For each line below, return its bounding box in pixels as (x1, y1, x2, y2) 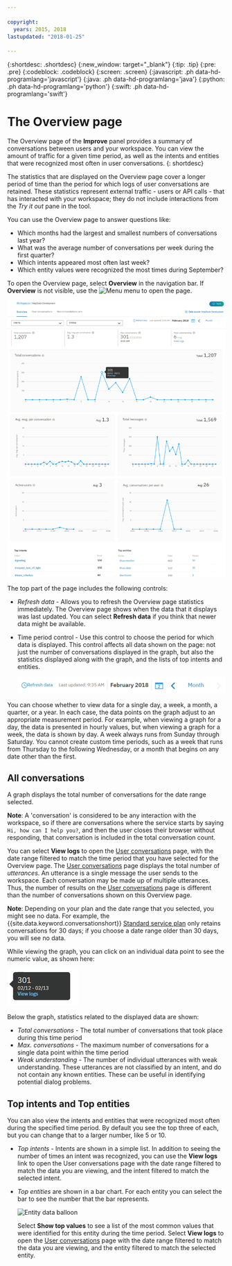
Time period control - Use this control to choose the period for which (17, 633, 215, 641)
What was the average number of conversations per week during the (17, 243, 214, 252)
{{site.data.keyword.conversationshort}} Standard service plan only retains (7, 919, 221, 928)
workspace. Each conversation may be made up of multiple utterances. (7, 876, 211, 885)
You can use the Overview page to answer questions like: (7, 216, 171, 224)
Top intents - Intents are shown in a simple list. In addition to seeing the (17, 1145, 221, 1153)
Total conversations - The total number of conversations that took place (17, 1026, 223, 1034)
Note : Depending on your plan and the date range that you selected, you (7, 905, 215, 913)
